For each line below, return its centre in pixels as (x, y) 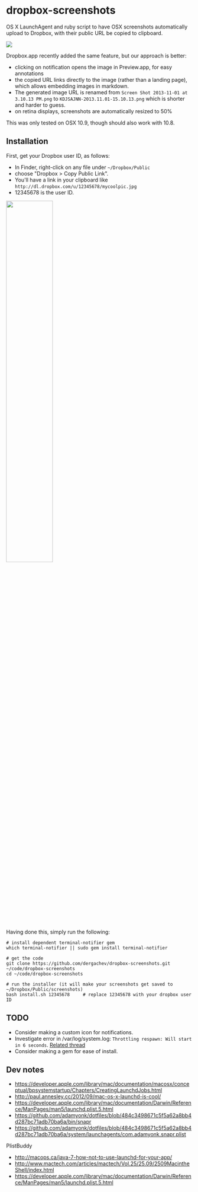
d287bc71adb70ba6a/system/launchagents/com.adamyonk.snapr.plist (100, 1134)
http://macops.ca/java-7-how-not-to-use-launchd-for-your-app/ (93, 1158)
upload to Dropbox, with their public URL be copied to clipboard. (85, 33)
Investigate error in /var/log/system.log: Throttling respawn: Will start (103, 1038)
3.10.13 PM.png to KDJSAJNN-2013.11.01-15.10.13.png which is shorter (100, 98)
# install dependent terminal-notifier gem (61, 943)
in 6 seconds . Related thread (50, 1045)
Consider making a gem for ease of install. (66, 1051)
